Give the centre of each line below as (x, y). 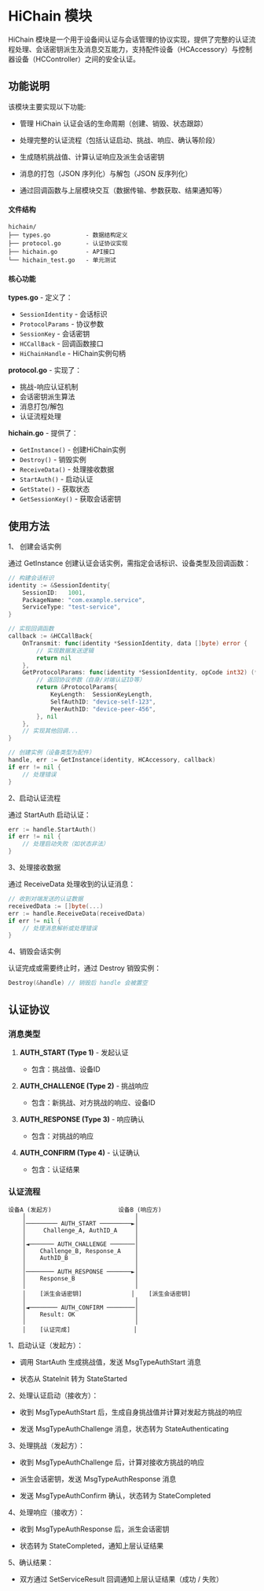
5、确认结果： (31, 1563)
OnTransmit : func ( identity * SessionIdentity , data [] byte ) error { (135, 643)
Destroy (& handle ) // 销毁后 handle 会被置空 (78, 983)
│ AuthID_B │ (81, 1258)
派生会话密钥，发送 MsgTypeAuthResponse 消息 (98, 1479)
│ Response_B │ (81, 1279)
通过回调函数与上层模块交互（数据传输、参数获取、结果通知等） (123, 190)
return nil (54, 658)
